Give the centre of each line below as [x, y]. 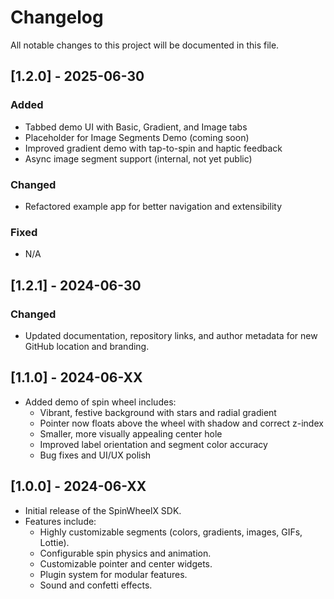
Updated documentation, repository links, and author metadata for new [171, 335]
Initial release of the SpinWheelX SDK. [103, 510]
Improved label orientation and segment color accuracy [153, 444]
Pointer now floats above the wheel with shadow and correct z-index [181, 423]
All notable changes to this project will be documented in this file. [145, 45]
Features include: [60, 521]
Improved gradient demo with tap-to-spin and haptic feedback [153, 148]
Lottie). [54, 542]
